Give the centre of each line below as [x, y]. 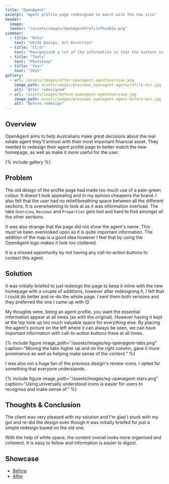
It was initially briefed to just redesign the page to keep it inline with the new [84, 286]
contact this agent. [25, 258]
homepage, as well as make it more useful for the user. [62, 152]
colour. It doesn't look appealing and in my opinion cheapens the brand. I [81, 195]
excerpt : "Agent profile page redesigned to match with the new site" [81, 15]
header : [13, 19]
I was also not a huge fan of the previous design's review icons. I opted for [83, 363]
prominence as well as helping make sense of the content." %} [70, 353]
